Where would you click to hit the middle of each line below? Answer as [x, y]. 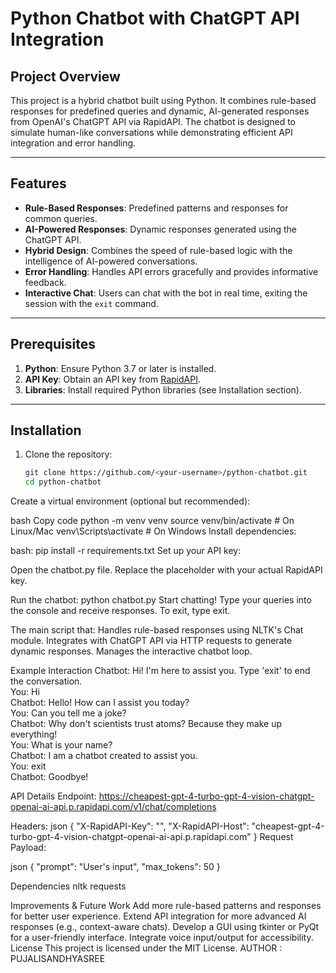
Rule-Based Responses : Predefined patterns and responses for [156, 208]
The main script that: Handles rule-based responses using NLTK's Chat [157, 630]
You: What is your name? [61, 745]
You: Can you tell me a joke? [68, 713]
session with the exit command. [91, 303]
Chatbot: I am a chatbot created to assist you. [104, 756]
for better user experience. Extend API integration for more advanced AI [158, 916]
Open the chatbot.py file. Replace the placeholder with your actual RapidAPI [166, 570]
